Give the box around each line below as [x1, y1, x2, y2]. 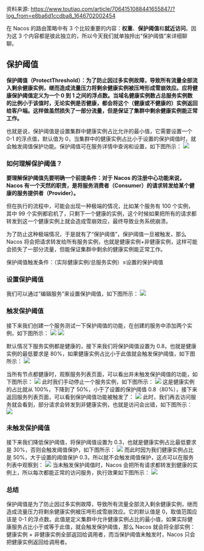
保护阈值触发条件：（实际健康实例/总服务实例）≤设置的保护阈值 [6, 259, 164, 266]
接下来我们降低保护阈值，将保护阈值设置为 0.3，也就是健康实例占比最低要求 [6, 439, 197, 445]
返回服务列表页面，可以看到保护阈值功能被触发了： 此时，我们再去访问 [6, 393, 191, 400]
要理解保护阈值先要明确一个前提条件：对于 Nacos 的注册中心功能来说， [6, 174, 185, 182]
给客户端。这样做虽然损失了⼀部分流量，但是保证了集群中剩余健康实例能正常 [6, 107, 198, 114]
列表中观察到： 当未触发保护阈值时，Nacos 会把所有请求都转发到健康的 [6, 461, 193, 468]
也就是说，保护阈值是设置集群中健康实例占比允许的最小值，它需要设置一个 [6, 127, 192, 135]
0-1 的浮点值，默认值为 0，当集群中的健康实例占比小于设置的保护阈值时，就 [6, 135, 196, 142]
